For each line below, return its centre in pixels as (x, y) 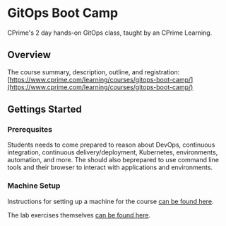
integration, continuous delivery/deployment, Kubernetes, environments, (113, 152)
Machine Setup (34, 186)
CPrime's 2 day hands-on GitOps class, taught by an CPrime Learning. (110, 33)
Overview (29, 55)
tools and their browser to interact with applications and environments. (110, 167)
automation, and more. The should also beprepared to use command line (113, 160)
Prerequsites (30, 130)
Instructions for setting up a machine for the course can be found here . (111, 201)
